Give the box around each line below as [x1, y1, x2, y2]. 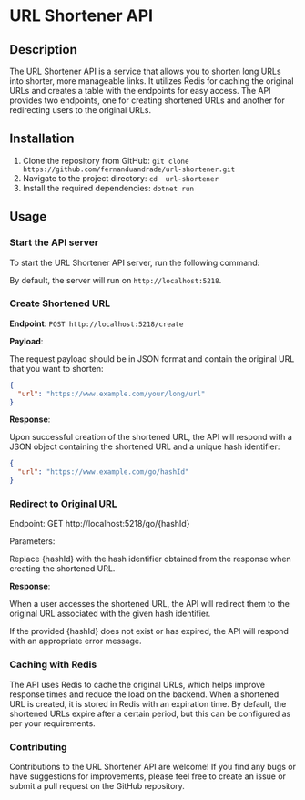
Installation [9, 131, 75, 147]
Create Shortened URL [9, 297, 111, 310]
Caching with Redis [9, 658, 97, 671]
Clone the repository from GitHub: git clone [22, 155, 189, 166]
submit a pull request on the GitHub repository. [9, 780, 185, 791]
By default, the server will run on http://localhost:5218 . [9, 274, 222, 285]
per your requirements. [9, 717, 96, 729]
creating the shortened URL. [9, 563, 116, 574]
